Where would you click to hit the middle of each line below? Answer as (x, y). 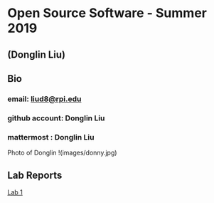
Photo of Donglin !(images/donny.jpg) (62, 153)
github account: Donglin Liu (56, 118)
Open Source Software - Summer (107, 13)
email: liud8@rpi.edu (44, 99)
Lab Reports (35, 175)
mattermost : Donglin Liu (51, 137)
